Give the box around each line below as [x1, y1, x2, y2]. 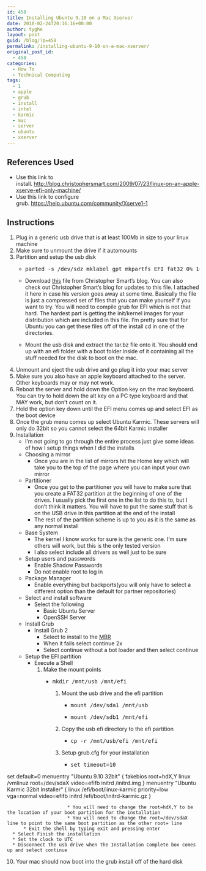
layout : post [7, 32, 40, 38]
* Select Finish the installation [12, 831, 100, 837]
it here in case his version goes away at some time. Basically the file [24, 290, 197, 297]
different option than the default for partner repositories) [34, 587, 177, 595]
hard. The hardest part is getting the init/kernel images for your [24, 309, 184, 317]
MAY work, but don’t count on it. [15, 398, 98, 405]
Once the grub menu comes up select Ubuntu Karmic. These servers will [15, 418, 199, 425]
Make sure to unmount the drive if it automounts [15, 247, 138, 254]
